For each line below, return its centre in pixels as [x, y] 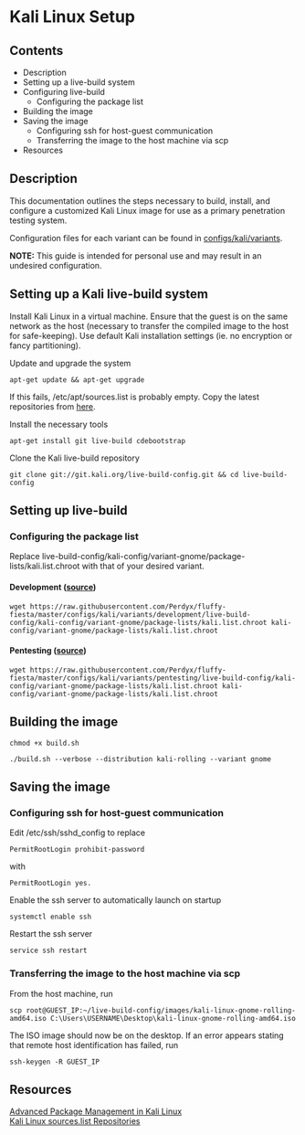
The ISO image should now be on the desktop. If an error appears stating [147, 1035]
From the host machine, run [62, 993]
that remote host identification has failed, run [94, 1045]
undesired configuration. [56, 265]
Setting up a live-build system [79, 82]
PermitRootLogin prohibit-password [77, 850]
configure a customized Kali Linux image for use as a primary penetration [147, 210]
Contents [37, 51]
